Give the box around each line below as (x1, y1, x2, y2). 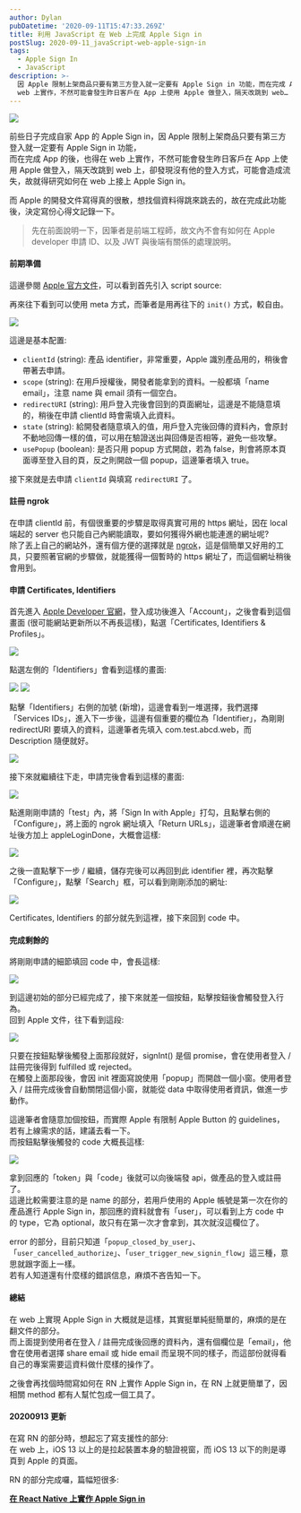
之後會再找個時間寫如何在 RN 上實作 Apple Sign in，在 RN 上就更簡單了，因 (9, 1378, 288, 1388)
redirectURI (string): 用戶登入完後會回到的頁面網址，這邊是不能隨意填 (21, 398, 281, 409)
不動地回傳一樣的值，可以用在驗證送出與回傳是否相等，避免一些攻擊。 (21, 432, 282, 443)
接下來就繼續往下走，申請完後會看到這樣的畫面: (9, 772, 185, 782)
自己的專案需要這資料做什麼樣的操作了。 (9, 1359, 159, 1370)
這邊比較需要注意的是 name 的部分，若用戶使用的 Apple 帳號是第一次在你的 (9, 1195, 288, 1206)
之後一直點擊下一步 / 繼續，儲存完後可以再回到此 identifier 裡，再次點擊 (9, 866, 274, 877)
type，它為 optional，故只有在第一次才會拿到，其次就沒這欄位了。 (19, 1217, 264, 1228)
